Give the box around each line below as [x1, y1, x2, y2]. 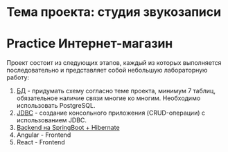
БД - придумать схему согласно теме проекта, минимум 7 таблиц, [16, 87, 216, 95]
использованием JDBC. [16, 116, 87, 124]
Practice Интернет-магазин [6, 36, 173, 52]
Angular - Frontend [16, 131, 71, 139]
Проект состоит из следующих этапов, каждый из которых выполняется [6, 59, 222, 67]
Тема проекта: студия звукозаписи [6, 4, 222, 20]
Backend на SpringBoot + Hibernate [16, 124, 120, 132]
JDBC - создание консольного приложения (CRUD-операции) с [16, 108, 206, 117]
